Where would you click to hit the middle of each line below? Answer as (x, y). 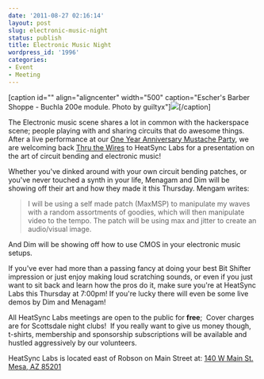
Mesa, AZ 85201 (35, 366)
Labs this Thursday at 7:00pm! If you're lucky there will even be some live (128, 293)
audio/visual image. (59, 229)
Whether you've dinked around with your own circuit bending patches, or (128, 171)
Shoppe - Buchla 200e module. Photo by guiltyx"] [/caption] (110, 106)
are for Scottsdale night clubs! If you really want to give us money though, (130, 326)
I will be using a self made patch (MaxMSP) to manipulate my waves (139, 203)
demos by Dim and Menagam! (57, 302)
